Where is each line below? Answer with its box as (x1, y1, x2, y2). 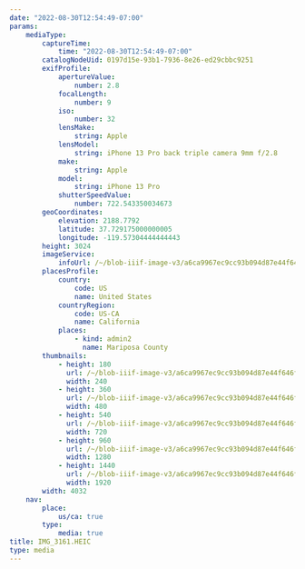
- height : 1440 (57, 461, 116, 471)
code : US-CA (74, 309, 120, 318)
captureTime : (42, 38, 92, 48)
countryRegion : (57, 301, 116, 310)
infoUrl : (57, 258, 92, 268)
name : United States (74, 292, 152, 301)
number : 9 (74, 97, 112, 107)
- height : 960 (57, 435, 112, 445)
